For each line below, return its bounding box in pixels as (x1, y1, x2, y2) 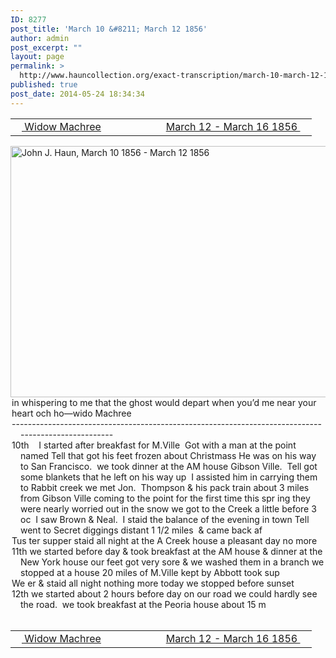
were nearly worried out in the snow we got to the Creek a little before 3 (20, 502, 317, 515)
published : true (10, 80, 78, 90)
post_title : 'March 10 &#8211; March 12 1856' (10, 24, 208, 34)
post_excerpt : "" (10, 42, 83, 53)
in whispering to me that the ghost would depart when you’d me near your (11, 396, 317, 408)
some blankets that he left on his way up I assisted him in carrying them (20, 471, 318, 483)
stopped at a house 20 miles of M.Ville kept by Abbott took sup (20, 566, 280, 578)
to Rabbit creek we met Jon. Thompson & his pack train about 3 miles (20, 481, 310, 493)
